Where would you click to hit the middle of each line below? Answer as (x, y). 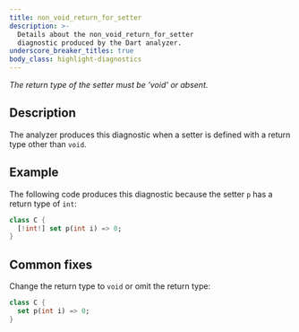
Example (34, 173)
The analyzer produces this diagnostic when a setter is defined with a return (150, 135)
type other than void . (48, 144)
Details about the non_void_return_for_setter (106, 34)
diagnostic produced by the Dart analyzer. (99, 43)
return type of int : (43, 204)
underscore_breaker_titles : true (72, 51)
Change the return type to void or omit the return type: (110, 286)
